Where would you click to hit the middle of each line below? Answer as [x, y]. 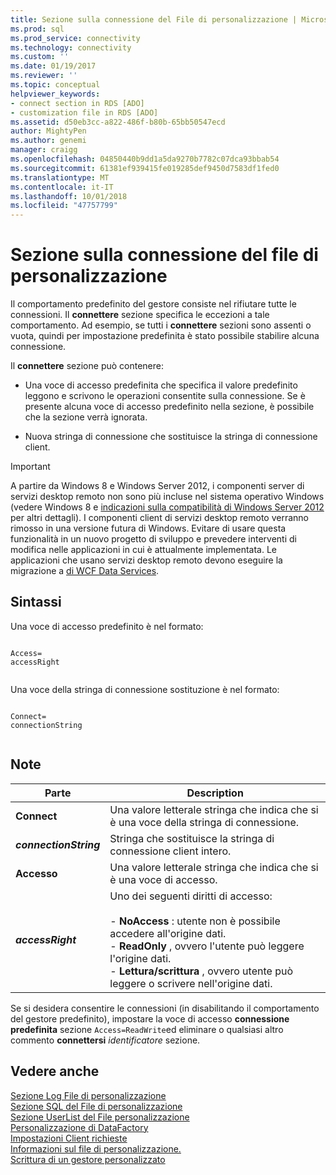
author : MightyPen [48, 131]
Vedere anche [55, 1071]
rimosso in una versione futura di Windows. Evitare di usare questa [148, 528]
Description [215, 793]
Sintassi [36, 602]
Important [30, 467]
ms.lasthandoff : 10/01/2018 [69, 196]
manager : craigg [44, 150]
